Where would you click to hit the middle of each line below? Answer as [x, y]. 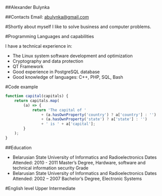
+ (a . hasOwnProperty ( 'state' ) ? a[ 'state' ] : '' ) [94, 119]
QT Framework [28, 66]
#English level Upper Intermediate [40, 188]
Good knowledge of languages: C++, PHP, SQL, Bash [68, 77]
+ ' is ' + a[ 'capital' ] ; [68, 124]
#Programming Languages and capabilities [50, 36]
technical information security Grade [51, 168]
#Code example [22, 87]
